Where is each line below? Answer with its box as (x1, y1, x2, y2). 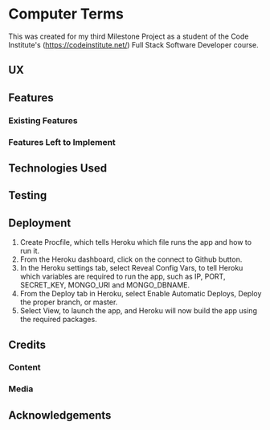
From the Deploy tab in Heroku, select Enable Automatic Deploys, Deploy (19, 289, 262, 299)
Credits (8, 337, 47, 351)
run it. (19, 246, 40, 256)
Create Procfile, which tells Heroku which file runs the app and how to (19, 238, 252, 247)
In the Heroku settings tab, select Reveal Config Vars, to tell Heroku (19, 263, 243, 273)
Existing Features (8, 114, 78, 126)
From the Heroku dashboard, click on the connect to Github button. (19, 254, 243, 264)
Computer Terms (8, 5, 125, 23)
